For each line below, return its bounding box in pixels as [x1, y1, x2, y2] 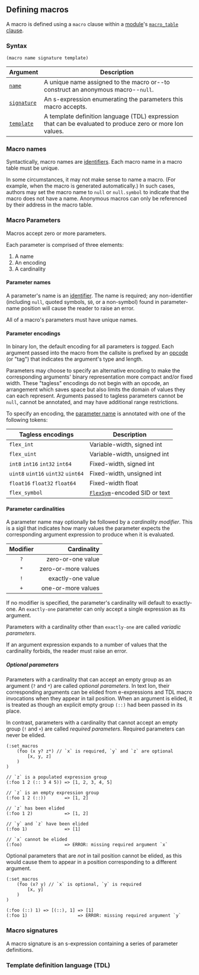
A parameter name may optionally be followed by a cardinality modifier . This [6, 519, 193, 526]
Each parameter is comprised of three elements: [6, 241, 124, 248]
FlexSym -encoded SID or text [89, 489, 171, 497]
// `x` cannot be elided [6, 837, 68, 843]
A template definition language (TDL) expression [44, 112, 179, 120]
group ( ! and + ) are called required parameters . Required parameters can [6, 725, 185, 732]
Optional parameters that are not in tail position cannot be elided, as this [6, 852, 182, 859]
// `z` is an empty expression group [6, 790, 99, 796]
